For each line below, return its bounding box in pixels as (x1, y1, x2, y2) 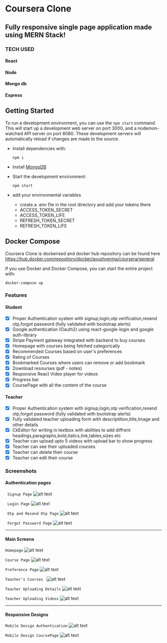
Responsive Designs (5, 612, 49, 618)
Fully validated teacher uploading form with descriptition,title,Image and (12, 416, 160, 422)
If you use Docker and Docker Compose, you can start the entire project (5, 265, 153, 271)
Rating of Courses (12, 354, 50, 360)
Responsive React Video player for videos (12, 371, 98, 377)
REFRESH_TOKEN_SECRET (19, 217, 75, 223)
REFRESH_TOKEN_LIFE (19, 222, 67, 228)
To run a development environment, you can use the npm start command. (5, 120, 157, 126)
